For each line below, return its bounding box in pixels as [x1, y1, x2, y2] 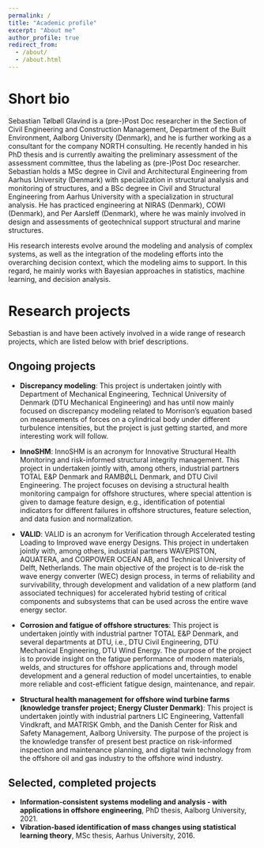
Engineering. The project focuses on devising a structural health [19, 480, 229, 489]
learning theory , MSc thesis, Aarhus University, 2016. [19, 831, 195, 840]
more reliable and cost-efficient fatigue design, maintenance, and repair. [19, 679, 255, 689]
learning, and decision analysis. [8, 274, 111, 283]
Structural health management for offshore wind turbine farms [19, 694, 231, 704]
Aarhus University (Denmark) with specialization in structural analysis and [8, 175, 249, 184]
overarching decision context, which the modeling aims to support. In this [8, 257, 247, 267]
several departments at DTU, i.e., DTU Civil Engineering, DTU [19, 637, 219, 646]
